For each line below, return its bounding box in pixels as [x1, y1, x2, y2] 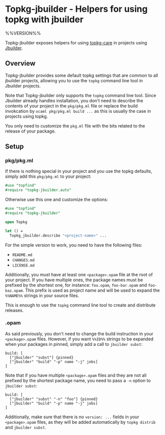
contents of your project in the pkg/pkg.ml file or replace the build [5, 102, 138, 109]
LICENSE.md [12, 263, 35, 268]
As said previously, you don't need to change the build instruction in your [5, 331, 154, 336]
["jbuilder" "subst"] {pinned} [9, 355, 74, 360]
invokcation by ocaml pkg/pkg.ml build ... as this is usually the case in [5, 108, 151, 114]
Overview [5, 59, 36, 67]
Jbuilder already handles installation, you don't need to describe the [5, 98, 143, 103]
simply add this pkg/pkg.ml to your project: [5, 173, 92, 179]
